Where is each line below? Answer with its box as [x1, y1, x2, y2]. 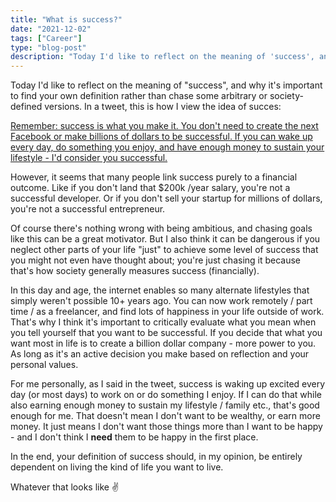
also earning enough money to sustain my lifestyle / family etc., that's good [10, 399, 320, 411]
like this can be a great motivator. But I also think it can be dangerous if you [10, 233, 321, 245]
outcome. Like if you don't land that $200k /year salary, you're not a [10, 182, 291, 194]
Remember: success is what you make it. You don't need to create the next [10, 120, 319, 132]
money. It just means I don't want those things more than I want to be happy [10, 421, 323, 433]
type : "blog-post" [10, 42, 87, 53]
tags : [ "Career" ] [10, 33, 83, 43]
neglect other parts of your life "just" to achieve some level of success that [10, 244, 319, 256]
